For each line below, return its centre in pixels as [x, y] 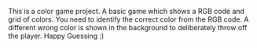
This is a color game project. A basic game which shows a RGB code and [127, 11]
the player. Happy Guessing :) [56, 36]
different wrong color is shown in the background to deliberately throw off [128, 27]
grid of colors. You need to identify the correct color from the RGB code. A [128, 19]
